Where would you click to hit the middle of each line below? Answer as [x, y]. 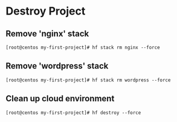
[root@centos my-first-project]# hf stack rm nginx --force [83, 47]
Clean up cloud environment [60, 99]
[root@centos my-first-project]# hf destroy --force [73, 113]
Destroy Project [46, 11]
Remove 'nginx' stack [47, 34]
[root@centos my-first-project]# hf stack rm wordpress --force [88, 80]
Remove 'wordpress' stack [57, 66]
